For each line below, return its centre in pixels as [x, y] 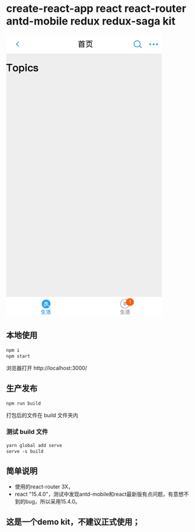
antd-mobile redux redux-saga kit [91, 21]
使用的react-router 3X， [44, 486]
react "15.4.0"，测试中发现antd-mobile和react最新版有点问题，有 [94, 494]
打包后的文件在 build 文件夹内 [42, 415]
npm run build [24, 403]
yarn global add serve [34, 445]
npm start [18, 356]
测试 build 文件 [27, 432]
